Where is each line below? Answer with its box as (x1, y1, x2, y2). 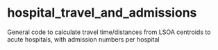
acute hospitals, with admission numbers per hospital (7, 35, 160, 43)
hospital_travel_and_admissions (7, 5, 197, 21)
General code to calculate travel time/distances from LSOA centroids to (7, 28, 211, 36)
